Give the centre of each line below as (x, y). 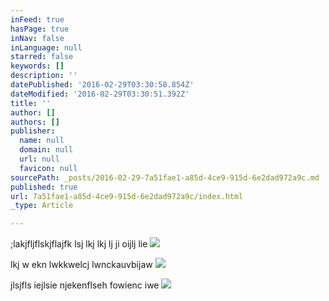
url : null (39, 159)
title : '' (31, 103)
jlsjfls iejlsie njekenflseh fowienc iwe (85, 285)
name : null (42, 141)
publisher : (33, 131)
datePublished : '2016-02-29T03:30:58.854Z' (102, 85)
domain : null (46, 150)
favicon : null (48, 168)
